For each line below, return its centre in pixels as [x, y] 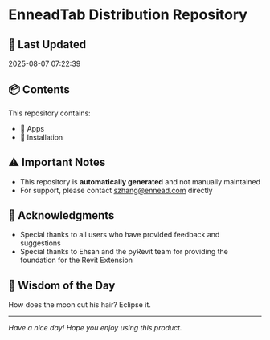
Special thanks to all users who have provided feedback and [120, 235]
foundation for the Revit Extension [76, 260]
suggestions [41, 243]
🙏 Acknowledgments [61, 215]
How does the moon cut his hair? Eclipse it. [80, 305]
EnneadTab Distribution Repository [128, 15]
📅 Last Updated [47, 45]
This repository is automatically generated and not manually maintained [140, 181]
